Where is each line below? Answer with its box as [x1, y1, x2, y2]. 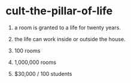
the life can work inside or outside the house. [14, 35, 126, 42]
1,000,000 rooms [14, 59, 56, 66]
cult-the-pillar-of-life [5, 4, 113, 18]
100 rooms [14, 47, 41, 54]
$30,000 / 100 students [14, 70, 72, 77]
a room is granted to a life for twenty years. [14, 24, 121, 31]
